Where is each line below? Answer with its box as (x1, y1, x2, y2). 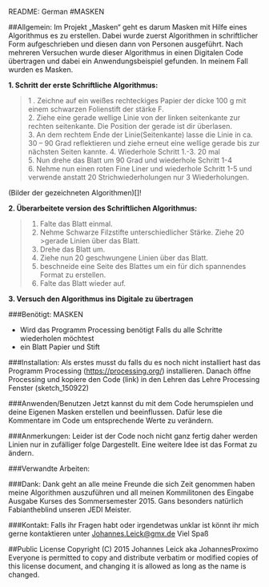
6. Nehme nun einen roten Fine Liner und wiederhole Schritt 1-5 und (27, 164, 252, 173)
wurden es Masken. (8, 65, 74, 74)
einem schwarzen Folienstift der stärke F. (27, 104, 164, 114)
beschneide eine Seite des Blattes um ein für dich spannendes (39, 262, 247, 271)
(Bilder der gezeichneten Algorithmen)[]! (8, 188, 142, 197)
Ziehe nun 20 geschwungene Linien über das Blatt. (39, 253, 208, 263)
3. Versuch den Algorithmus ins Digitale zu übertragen (8, 294, 194, 304)
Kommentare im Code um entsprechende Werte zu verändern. (8, 416, 214, 425)
